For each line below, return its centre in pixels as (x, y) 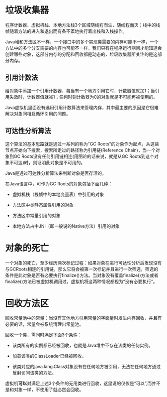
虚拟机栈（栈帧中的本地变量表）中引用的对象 (58, 194)
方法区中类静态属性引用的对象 (43, 205)
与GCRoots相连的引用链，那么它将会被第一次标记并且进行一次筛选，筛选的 (82, 269)
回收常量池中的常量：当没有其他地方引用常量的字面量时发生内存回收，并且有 (83, 318)
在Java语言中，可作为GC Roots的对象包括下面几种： (59, 184)
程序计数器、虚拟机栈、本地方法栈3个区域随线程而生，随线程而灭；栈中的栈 (83, 25)
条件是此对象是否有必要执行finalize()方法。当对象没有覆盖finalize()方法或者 (82, 275)
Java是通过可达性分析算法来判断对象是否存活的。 (56, 173)
